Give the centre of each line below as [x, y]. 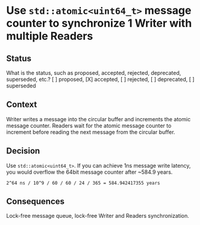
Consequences [36, 202]
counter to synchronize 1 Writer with [99, 23]
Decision [23, 151]
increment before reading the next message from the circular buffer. [91, 132]
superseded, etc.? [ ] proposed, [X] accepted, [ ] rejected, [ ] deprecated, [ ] [100, 79]
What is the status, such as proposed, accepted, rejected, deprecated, [94, 73]
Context [22, 105]
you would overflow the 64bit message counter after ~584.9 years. [89, 172]
